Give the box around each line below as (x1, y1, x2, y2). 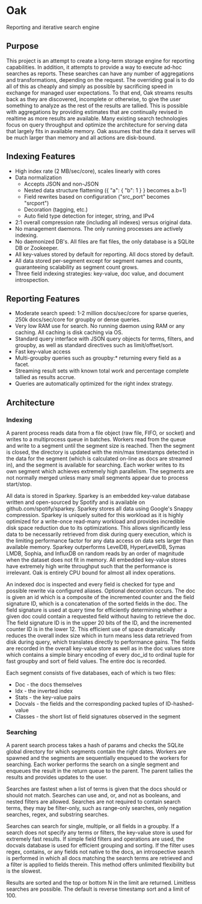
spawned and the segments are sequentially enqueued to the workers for (6, 755, 188, 762)
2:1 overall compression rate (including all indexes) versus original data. (14, 218, 192, 226)
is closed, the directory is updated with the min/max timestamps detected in (6, 448, 194, 456)
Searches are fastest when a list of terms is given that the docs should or (6, 785, 188, 793)
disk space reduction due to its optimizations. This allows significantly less (6, 524, 191, 532)
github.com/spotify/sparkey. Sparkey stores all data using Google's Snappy (6, 505, 193, 512)
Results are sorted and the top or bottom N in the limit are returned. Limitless (6, 879, 196, 887)
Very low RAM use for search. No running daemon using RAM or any (14, 322, 185, 330)
